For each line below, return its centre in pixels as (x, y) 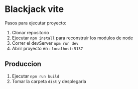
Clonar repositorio (30, 32)
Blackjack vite (34, 9)
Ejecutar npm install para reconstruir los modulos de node (72, 38)
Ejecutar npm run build (35, 76)
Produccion (23, 64)
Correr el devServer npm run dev (45, 43)
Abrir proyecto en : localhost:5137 (47, 48)
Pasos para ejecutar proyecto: (36, 23)
